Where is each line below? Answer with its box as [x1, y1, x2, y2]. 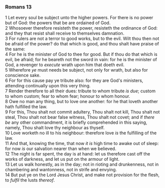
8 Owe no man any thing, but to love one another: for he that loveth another [5, 99, 159, 105]
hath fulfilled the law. [5, 104, 48, 110]
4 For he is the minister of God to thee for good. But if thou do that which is [5, 51, 158, 57]
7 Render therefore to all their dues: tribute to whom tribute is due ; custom [5, 88, 156, 94]
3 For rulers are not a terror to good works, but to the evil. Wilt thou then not [5, 36, 159, 41]
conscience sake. [5, 73, 41, 78]
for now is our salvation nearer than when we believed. [5, 146, 117, 151]
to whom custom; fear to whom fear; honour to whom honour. [5, 93, 131, 99]
